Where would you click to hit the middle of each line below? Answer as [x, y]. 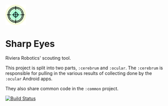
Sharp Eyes [30, 44]
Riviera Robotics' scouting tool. [38, 58]
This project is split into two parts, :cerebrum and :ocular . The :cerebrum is [84, 68]
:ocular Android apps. [29, 78]
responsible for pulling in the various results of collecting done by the [79, 73]
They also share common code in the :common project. [62, 88]
